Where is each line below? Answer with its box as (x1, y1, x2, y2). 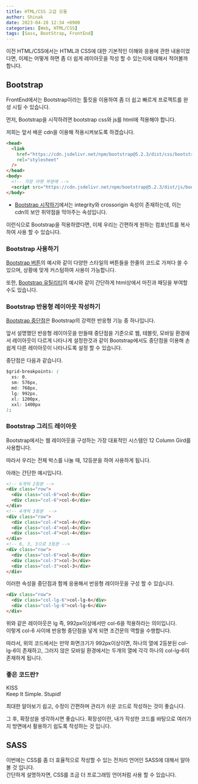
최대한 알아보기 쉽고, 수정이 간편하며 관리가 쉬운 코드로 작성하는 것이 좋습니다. (6, 703, 186, 710)
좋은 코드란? (6, 670, 39, 678)
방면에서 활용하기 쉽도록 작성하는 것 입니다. (12, 723, 112, 730)
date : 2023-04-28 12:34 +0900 (6, 19, 81, 25)
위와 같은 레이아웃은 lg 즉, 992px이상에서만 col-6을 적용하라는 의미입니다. (6, 619, 177, 626)
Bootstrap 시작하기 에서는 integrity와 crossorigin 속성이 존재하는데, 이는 (14, 201, 181, 208)
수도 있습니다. (6, 286, 38, 293)
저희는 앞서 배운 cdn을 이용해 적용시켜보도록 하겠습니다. (6, 128, 135, 136)
